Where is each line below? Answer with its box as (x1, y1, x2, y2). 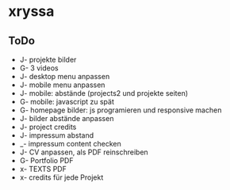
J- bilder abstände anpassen (19, 114, 114, 123)
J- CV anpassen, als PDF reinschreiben (19, 147, 148, 157)
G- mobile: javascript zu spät (19, 97, 115, 106)
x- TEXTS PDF (19, 165, 67, 173)
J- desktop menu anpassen (19, 72, 110, 81)
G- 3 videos (19, 63, 59, 73)
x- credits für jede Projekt (19, 173, 104, 182)
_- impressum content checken (19, 139, 121, 148)
